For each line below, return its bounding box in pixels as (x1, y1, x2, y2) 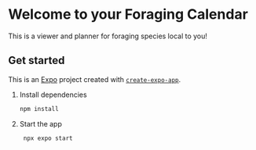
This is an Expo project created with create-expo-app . (8, 74, 181, 84)
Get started (8, 54, 65, 67)
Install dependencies (19, 90, 88, 99)
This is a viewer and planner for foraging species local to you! (8, 31, 208, 41)
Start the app (19, 119, 63, 128)
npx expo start (23, 134, 73, 142)
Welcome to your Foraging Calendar (8, 5, 249, 23)
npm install (19, 105, 59, 112)
